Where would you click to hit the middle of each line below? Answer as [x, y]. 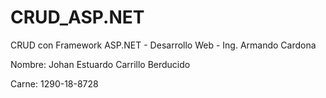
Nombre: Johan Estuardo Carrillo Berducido [100, 64]
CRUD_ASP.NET [77, 17]
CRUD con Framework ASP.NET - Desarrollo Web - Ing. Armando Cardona [163, 45]
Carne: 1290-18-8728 [54, 83]
